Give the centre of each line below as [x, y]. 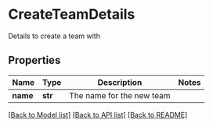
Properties [34, 60]
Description [120, 82]
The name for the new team [120, 95]
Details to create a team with [54, 36]
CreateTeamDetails [72, 14]
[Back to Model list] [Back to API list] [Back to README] [98, 115]
